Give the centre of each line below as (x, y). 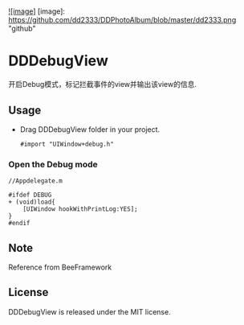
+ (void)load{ (32, 202)
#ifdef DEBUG (30, 195)
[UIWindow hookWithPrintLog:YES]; (80, 209)
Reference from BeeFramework (60, 267)
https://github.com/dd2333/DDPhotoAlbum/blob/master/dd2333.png (122, 20)
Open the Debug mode (53, 164)
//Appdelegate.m (35, 181)
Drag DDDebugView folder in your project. (90, 129)
